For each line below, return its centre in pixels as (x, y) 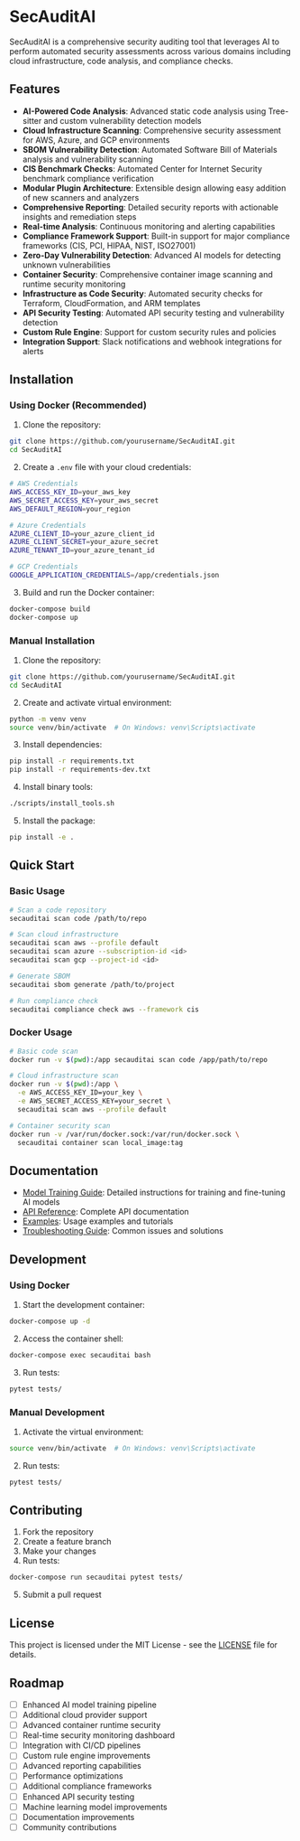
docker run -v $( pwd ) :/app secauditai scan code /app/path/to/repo (139, 1059)
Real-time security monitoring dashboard (99, 1735)
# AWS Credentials (44, 484)
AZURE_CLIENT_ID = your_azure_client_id (82, 534)
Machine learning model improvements (95, 1807)
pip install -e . (42, 838)
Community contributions (69, 1827)
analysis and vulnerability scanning (87, 159)
